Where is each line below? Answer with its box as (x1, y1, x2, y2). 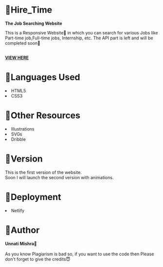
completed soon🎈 (5, 40, 40, 46)
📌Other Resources (5, 110, 80, 121)
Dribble (11, 136, 26, 142)
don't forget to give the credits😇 (5, 256, 71, 262)
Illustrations (11, 126, 35, 132)
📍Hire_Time (5, 4, 53, 16)
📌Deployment (5, 191, 61, 202)
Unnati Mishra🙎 (5, 240, 37, 247)
